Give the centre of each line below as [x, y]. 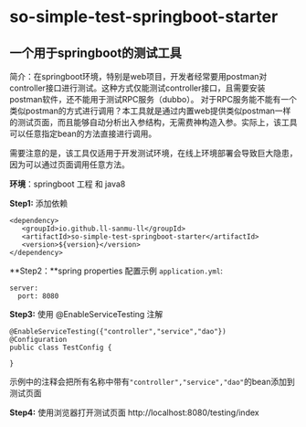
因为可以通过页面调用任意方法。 [69, 165]
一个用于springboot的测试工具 [96, 53]
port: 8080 [38, 296]
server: [24, 288]
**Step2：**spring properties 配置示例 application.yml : [116, 271]
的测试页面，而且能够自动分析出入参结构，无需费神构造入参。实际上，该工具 [153, 122]
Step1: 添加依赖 [39, 203]
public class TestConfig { [61, 347]
